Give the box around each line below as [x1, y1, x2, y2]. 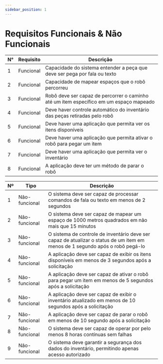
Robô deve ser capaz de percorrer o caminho [45, 92, 149, 99]
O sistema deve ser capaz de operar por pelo [48, 325, 151, 331]
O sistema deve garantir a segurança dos [48, 339, 142, 346]
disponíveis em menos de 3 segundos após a [48, 256, 151, 263]
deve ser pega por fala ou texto [45, 70, 116, 77]
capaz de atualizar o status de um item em [48, 237, 145, 243]
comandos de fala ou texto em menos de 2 [48, 197, 146, 203]
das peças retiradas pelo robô [45, 112, 114, 119]
